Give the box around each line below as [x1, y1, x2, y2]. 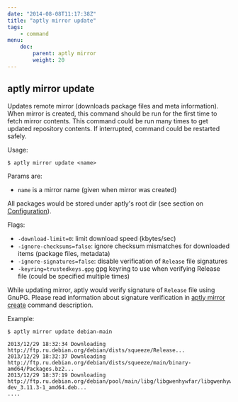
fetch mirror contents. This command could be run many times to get [7, 116, 209, 125]
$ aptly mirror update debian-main [7, 328, 113, 335]
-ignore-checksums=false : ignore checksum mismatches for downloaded [17, 242, 230, 250]
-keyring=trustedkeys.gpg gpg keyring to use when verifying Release [17, 264, 221, 273]
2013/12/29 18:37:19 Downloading [7, 372, 106, 379]
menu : [7, 37, 23, 44]
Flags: [7, 220, 25, 229]
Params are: [7, 172, 42, 180]
